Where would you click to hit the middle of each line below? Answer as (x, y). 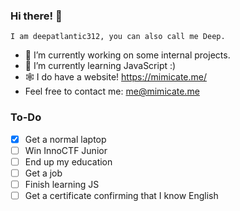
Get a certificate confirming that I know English (121, 195)
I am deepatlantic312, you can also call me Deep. (118, 37)
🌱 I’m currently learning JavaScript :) (100, 66)
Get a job (43, 173)
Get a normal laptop (65, 139)
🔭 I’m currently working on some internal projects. (127, 55)
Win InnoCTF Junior (66, 150)
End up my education (68, 161)
